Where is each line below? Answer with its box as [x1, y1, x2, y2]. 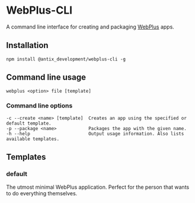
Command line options [6, 101, 73, 110]
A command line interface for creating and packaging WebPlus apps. [6, 23, 175, 30]
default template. [6, 120, 52, 126]
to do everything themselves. [6, 189, 78, 196]
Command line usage [6, 72, 86, 83]
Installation [6, 40, 49, 50]
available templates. [6, 136, 60, 142]
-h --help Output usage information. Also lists [6, 131, 184, 137]
